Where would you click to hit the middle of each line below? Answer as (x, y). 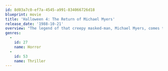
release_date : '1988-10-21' (34, 24)
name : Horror (28, 47)
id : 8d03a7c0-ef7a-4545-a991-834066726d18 (50, 10)
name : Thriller (30, 61)
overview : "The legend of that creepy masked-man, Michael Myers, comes (82, 28)
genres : (13, 33)
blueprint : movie (23, 14)
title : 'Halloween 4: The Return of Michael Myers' (60, 19)
